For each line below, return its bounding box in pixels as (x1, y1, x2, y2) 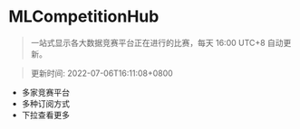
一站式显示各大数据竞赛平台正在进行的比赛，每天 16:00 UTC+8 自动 (30, 37, 284, 48)
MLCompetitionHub (8, 6, 160, 27)
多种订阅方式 (21, 97, 70, 109)
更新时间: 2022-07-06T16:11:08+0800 (30, 68, 173, 78)
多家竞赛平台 (21, 87, 70, 97)
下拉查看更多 (21, 109, 70, 120)
